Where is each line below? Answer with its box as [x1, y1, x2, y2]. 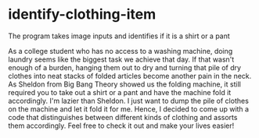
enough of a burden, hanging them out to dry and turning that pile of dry [8, 62, 241, 72]
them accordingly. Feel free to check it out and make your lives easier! [8, 121, 235, 130]
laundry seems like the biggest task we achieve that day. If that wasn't [8, 55, 235, 64]
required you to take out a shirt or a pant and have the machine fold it [8, 87, 232, 97]
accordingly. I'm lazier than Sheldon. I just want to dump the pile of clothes [8, 96, 249, 105]
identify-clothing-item [8, 5, 156, 23]
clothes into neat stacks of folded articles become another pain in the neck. [8, 71, 252, 80]
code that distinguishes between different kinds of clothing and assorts [8, 112, 238, 122]
